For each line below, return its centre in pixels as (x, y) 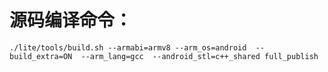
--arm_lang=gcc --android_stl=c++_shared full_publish (199, 56)
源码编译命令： (71, 20)
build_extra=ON (41, 56)
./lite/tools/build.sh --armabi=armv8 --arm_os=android (128, 47)
